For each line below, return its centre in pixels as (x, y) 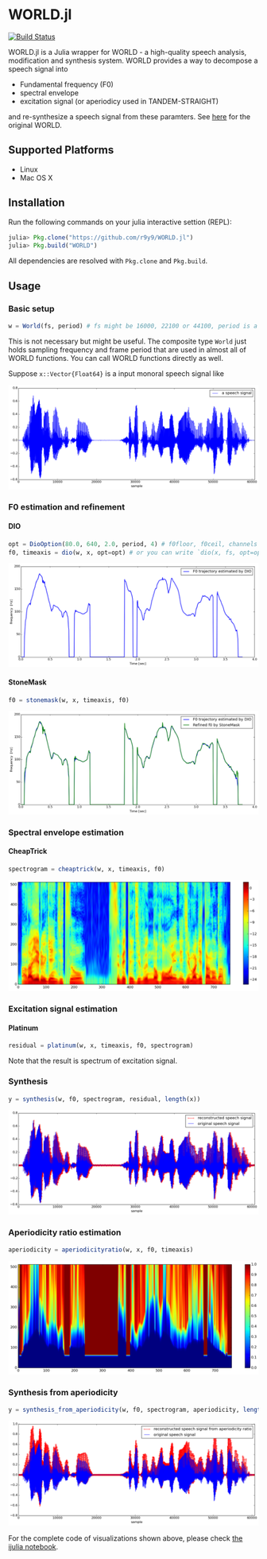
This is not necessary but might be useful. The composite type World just (128, 341)
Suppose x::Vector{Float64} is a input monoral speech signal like (116, 373)
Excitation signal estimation (63, 1009)
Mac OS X (36, 177)
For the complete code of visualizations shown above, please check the (126, 1538)
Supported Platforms (61, 150)
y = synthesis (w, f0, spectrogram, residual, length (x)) (104, 1099)
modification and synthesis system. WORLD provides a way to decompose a (133, 60)
